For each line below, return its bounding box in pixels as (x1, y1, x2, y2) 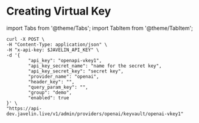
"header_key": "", (28, 79, 75, 85)
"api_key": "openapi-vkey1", (28, 57, 102, 63)
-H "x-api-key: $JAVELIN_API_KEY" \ (6, 47, 99, 53)
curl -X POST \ (6, 36, 45, 42)
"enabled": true (28, 94, 69, 101)
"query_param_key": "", (28, 84, 88, 90)
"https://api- (6, 105, 43, 111)
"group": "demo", (28, 90, 72, 96)
